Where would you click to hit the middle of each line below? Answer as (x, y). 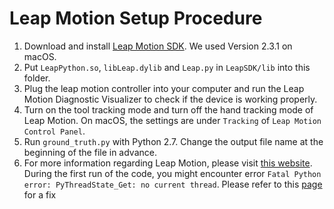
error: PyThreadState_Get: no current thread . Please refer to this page (173, 184)
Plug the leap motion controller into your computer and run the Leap (164, 88)
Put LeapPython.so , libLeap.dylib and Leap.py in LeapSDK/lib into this (167, 67)
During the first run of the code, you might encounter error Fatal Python (172, 173)
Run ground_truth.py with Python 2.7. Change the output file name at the (173, 141)
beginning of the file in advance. (90, 152)
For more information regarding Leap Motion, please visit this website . (168, 163)
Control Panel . (54, 131)
